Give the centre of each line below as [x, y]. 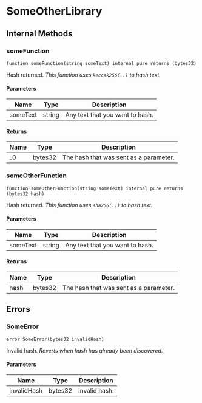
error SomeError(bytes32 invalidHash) [55, 339]
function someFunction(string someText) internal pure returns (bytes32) [102, 63]
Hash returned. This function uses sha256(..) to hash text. [79, 205]
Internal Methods [39, 34]
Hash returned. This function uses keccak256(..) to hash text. [83, 75]
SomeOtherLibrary [54, 11]
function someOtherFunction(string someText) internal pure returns [95, 188]
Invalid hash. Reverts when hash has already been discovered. [85, 350]
